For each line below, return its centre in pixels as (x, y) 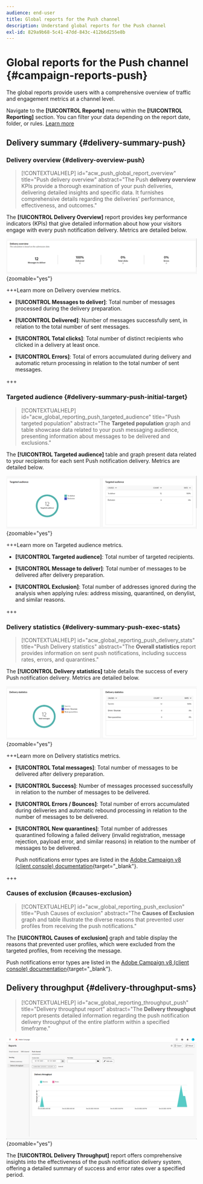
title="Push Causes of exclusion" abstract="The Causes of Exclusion (108, 913)
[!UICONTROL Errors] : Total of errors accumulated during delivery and (103, 357)
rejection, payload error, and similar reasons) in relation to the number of (105, 841)
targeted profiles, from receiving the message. (64, 950)
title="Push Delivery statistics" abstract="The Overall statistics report (108, 647)
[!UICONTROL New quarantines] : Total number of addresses (91, 829)
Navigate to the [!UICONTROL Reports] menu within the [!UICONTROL (95, 111)
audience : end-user (31, 13)
